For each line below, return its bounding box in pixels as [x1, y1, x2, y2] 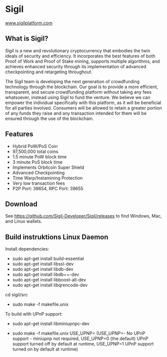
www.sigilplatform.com [5, 20, 53, 26]
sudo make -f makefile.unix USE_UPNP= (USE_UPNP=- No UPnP [12, 330, 146, 337]
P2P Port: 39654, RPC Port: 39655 [12, 185, 84, 191]
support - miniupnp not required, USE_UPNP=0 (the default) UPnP [12, 336, 149, 342]
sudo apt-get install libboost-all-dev [12, 277, 86, 283]
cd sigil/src [5, 292, 28, 298]
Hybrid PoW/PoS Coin [12, 143, 58, 149]
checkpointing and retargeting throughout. [5, 69, 93, 75]
